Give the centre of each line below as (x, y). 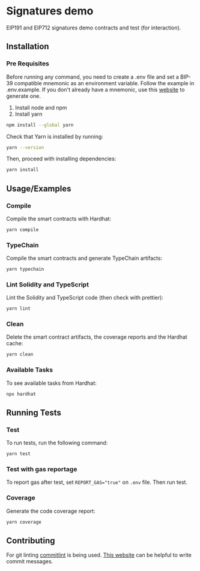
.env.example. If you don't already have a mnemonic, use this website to (95, 89)
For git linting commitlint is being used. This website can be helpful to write (99, 555)
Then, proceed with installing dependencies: (61, 159)
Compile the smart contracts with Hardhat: (59, 219)
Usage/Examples (39, 188)
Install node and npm (41, 107)
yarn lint (19, 309)
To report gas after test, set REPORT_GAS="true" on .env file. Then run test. (97, 482)
